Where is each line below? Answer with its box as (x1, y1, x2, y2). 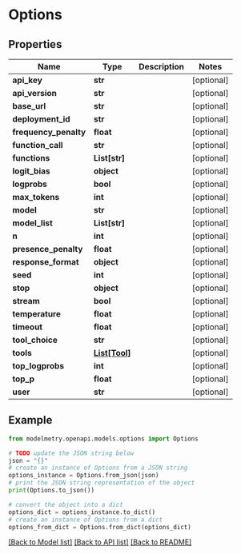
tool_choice (12, 334, 58, 345)
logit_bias (12, 165, 50, 177)
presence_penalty (12, 244, 83, 254)
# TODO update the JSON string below (8, 449, 135, 457)
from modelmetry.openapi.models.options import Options (8, 434, 199, 443)
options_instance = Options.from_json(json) (8, 472, 159, 480)
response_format (12, 257, 79, 267)
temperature (12, 309, 62, 319)
